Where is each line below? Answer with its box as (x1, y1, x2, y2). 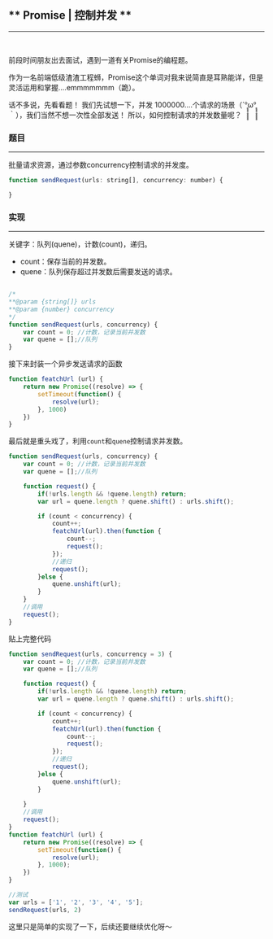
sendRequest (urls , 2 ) (8, 906, 82, 914)
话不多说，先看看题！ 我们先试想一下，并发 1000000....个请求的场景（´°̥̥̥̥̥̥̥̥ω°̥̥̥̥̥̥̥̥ (8, 99, 258, 109)
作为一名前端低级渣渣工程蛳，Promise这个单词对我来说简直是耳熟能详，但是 (8, 72, 264, 82)
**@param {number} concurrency (8, 305, 115, 313)
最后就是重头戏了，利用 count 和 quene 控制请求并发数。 (8, 436, 188, 446)
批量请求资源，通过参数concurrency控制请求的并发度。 (8, 160, 193, 170)
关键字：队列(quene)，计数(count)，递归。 (8, 239, 152, 249)
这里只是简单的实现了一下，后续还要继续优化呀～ (8, 921, 172, 931)
